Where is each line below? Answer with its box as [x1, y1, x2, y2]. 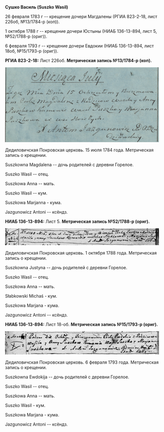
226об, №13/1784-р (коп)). [5, 19, 60, 24]
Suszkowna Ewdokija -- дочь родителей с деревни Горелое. [5, 374, 129, 380]
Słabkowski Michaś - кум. [5, 293, 58, 299]
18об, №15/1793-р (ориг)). [5, 48, 59, 54]
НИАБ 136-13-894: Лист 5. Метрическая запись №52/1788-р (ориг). [5, 218, 150, 224]
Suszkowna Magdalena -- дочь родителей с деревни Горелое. [5, 161, 134, 168]
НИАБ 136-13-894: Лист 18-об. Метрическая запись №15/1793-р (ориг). [5, 321, 158, 327]
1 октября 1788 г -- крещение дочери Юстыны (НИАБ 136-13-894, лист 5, [5, 28, 157, 34]
